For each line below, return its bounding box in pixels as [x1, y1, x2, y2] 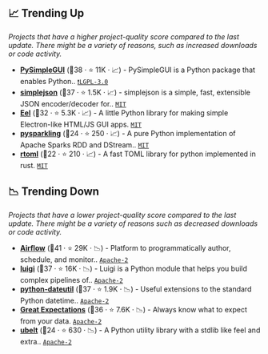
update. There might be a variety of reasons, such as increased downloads [8, 40, 258, 50]
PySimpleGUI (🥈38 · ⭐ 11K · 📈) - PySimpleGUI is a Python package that [19, 65, 256, 74]
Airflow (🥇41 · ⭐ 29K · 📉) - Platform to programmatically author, [19, 243, 231, 252]
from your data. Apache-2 [19, 316, 102, 326]
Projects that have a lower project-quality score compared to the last [8, 210, 237, 219]
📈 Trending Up [8, 6, 85, 20]
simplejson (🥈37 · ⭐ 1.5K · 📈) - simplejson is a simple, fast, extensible [19, 87, 250, 97]
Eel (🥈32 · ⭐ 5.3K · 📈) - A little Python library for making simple [19, 107, 229, 118]
